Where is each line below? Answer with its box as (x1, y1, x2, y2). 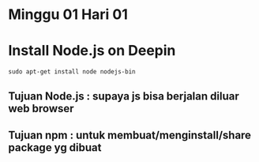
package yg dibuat (8, 141, 102, 154)
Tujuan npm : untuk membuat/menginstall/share (8, 128, 251, 141)
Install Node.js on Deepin (8, 42, 176, 60)
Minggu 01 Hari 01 (8, 6, 129, 24)
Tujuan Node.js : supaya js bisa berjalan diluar (8, 89, 239, 103)
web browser (8, 101, 74, 115)
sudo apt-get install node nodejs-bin (8, 68, 136, 76)
